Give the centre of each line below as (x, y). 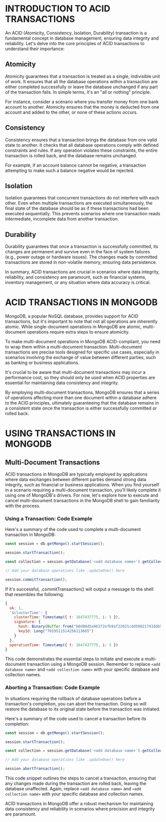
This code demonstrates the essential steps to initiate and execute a (75, 659)
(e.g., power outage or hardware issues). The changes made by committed (81, 257)
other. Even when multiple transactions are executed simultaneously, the (79, 203)
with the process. (23, 506)
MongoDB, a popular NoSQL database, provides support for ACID (72, 316)
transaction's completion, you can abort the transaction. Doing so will (76, 704)
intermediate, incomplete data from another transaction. (62, 219)
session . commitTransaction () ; (36, 580)
